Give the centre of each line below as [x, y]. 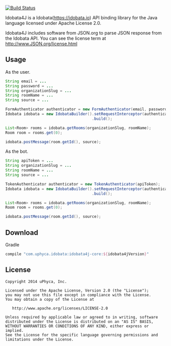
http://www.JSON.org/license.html [41, 44]
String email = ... [26, 81]
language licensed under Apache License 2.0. [53, 23]
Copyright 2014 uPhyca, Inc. [36, 281]
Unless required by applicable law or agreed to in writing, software [82, 317]
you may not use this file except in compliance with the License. [78, 295]
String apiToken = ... [29, 161]
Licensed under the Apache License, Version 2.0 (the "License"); [77, 290]
